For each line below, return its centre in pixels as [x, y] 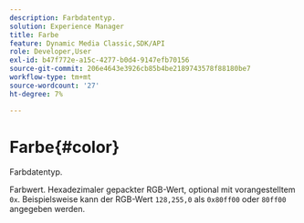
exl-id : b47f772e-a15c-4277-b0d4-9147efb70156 [100, 60]
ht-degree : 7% [37, 94]
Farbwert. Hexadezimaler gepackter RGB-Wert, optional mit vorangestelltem [152, 190]
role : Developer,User [51, 52]
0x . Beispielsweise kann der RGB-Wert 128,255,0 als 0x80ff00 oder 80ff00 [148, 199]
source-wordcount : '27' [55, 86]
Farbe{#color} [65, 147]
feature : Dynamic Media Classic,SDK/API [88, 43]
